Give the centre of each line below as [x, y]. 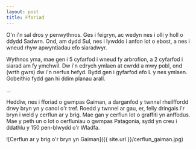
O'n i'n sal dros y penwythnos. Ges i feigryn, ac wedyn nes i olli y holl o [95, 34]
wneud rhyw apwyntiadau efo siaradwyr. [57, 47]
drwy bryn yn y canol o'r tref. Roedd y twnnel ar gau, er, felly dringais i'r [96, 108]
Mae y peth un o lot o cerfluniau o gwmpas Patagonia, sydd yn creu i [92, 121]
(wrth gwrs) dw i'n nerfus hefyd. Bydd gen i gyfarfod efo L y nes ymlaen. [97, 72]
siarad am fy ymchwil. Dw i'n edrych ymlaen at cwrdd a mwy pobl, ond [94, 65]
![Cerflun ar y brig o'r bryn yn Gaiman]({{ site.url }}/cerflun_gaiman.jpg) [95, 139]
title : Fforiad [25, 17]
